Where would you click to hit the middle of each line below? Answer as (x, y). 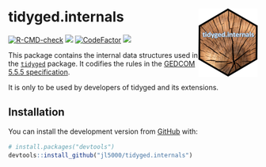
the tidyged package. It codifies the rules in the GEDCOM (102, 63)
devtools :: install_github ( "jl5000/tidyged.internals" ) (101, 155)
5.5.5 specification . (39, 72)
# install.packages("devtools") (61, 146)
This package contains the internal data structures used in (103, 55)
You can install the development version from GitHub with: (103, 131)
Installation (36, 112)
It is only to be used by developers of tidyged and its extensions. (114, 87)
